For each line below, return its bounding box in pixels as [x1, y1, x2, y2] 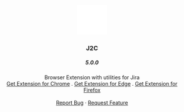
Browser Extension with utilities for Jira [44, 73, 140, 81]
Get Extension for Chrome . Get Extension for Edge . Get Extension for [6, 80, 178, 87]
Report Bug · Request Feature [56, 99, 128, 106]
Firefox [83, 86, 101, 94]
